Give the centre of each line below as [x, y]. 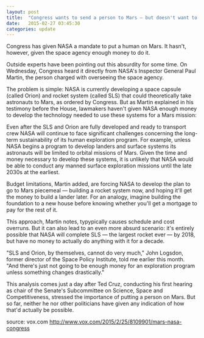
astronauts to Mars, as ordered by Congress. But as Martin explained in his [100, 102]
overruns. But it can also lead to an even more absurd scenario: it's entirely [100, 228]
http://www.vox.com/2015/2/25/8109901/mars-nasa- [116, 322]
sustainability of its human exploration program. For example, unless [105, 140]
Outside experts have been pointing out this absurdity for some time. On [97, 65]
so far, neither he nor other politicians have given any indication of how [95, 304]
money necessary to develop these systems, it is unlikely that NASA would [100, 160]
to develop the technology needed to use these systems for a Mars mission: [101, 115]
